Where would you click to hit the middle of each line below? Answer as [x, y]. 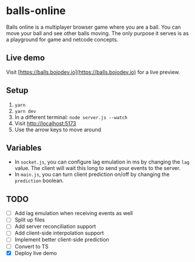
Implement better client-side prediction [62, 240]
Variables [24, 148]
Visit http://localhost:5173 [45, 123]
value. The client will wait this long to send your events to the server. [97, 168]
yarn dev [25, 111]
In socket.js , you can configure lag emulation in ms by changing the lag [102, 162]
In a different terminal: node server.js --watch [71, 117]
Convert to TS [31, 246]
